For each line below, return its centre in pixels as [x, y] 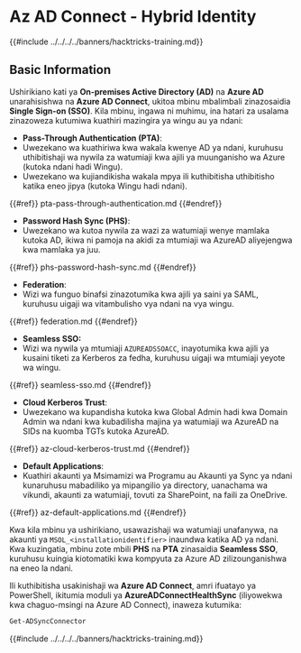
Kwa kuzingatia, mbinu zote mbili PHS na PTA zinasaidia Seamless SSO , [144, 548]
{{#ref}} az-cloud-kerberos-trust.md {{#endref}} [100, 448]
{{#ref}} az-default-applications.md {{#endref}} [98, 512]
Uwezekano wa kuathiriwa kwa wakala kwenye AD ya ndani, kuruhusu [153, 147]
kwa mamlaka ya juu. [61, 249]
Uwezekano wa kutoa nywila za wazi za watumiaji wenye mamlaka [146, 230]
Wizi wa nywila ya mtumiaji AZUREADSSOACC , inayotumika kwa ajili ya [146, 348]
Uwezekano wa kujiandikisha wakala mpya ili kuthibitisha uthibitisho [148, 176]
